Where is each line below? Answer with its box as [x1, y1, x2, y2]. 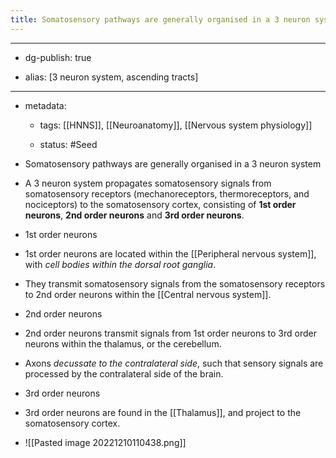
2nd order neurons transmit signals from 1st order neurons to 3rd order [24, 327, 317, 339]
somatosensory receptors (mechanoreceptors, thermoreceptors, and [24, 187, 310, 200]
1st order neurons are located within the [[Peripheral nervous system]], [24, 247, 317, 260]
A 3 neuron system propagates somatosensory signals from [24, 177, 272, 189]
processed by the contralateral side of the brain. [24, 367, 224, 380]
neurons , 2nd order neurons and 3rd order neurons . [24, 209, 245, 221]
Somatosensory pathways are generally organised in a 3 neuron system [24, 157, 322, 170]
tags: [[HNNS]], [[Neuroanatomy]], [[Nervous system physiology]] [39, 119, 313, 131]
